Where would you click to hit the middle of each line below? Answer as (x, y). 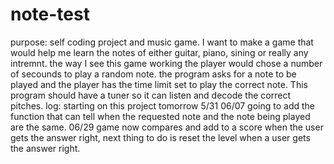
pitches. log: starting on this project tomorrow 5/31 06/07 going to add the (163, 105)
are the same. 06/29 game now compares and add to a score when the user (167, 127)
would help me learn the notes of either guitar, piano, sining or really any (159, 52)
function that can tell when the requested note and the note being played (160, 116)
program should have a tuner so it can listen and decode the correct (150, 95)
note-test (50, 14)
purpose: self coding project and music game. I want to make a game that (162, 42)
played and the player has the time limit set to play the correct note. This (159, 84)
